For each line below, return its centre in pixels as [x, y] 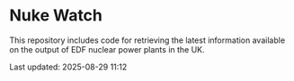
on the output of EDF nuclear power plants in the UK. [107, 49]
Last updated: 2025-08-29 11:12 [68, 67]
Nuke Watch [56, 16]
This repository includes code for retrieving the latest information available [147, 40]
